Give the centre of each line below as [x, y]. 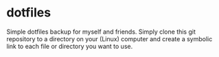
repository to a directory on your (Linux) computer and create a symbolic [109, 38]
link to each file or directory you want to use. [70, 46]
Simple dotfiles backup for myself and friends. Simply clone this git [101, 32]
